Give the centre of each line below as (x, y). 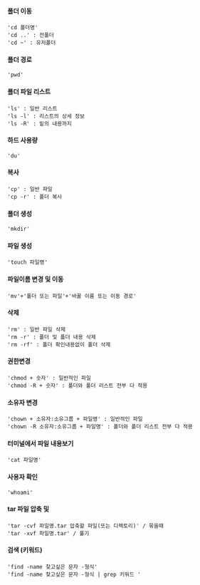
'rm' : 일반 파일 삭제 (37, 329)
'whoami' (20, 492)
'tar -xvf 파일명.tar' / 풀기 (48, 533)
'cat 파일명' (24, 460)
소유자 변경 (22, 402)
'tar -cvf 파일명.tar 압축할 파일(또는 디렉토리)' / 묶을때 (85, 526)
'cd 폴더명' (23, 28)
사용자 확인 (22, 477)
